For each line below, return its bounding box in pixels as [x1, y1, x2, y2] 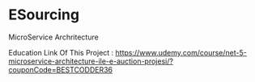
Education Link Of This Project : [8, 47, 114, 57]
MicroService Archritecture [8, 32, 99, 42]
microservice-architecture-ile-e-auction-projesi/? [8, 56, 174, 66]
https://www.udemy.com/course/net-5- [115, 47, 247, 57]
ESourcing [8, 6, 79, 24]
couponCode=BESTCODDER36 [8, 64, 113, 74]
